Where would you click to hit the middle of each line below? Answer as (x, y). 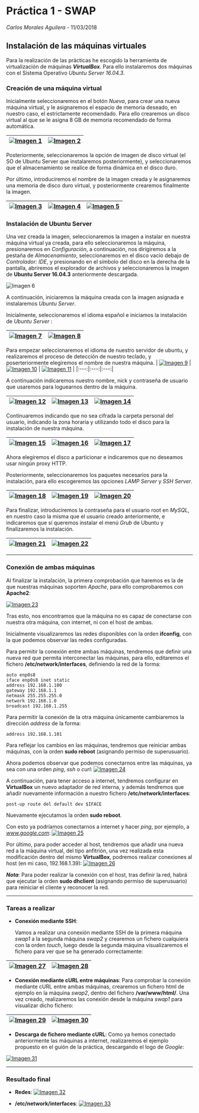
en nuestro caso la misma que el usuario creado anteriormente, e (86, 517)
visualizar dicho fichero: (44, 1005)
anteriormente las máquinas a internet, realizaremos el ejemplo (92, 1040)
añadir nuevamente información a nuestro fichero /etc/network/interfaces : (98, 793)
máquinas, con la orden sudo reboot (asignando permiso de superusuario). (98, 751)
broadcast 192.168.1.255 (37, 706)
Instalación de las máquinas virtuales (76, 46)
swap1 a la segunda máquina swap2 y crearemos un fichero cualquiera (101, 939)
